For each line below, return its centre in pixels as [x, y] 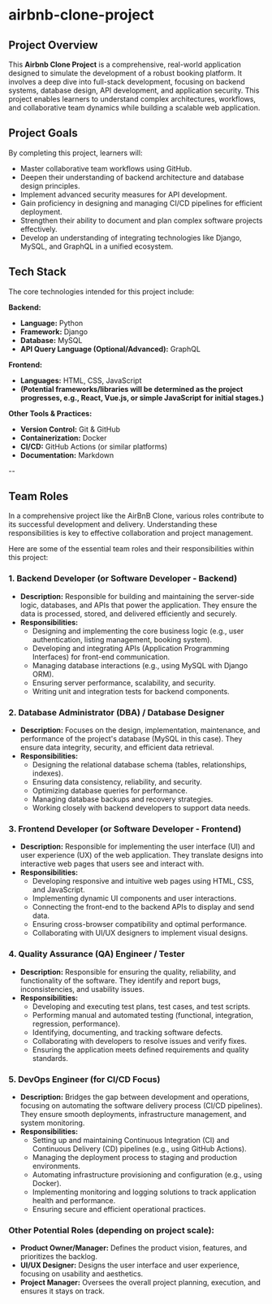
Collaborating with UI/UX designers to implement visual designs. [140, 933]
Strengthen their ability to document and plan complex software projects [141, 220]
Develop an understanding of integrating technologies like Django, [131, 237]
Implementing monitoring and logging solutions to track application [144, 1192]
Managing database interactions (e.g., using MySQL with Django [140, 665]
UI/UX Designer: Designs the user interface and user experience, [130, 1265]
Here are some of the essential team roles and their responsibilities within [131, 549]
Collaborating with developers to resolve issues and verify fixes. [140, 1041]
